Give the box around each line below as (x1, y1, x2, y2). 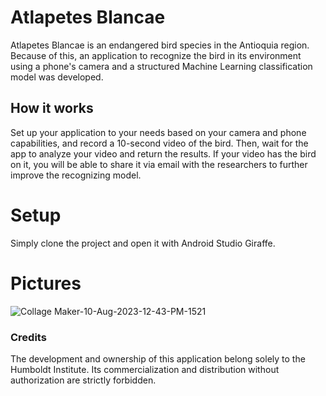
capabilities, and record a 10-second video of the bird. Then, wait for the (10, 137, 309, 149)
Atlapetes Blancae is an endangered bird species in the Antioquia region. (10, 39, 310, 51)
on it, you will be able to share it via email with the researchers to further (10, 158, 308, 170)
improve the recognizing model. (10, 169, 142, 181)
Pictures (10, 272, 82, 295)
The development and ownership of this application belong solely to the (10, 352, 306, 365)
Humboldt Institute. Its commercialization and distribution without (10, 363, 280, 375)
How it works (10, 100, 94, 117)
